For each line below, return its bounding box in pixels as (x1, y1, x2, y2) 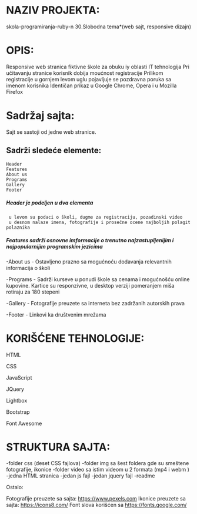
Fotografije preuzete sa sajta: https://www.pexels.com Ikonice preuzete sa (6, 495, 186, 502)
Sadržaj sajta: (6, 109, 75, 123)
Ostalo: (6, 484, 24, 491)
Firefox (6, 88, 24, 95)
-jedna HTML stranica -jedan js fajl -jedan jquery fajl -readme (6, 472, 155, 479)
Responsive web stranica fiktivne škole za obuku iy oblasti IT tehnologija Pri (6, 63, 190, 70)
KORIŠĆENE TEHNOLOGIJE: (6, 331, 145, 345)
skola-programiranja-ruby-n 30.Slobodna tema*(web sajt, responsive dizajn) (6, 23, 192, 30)
